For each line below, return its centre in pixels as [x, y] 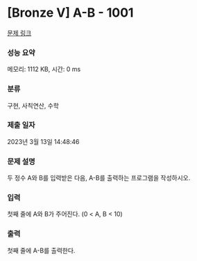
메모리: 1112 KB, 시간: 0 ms [44, 69]
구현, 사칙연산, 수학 [33, 105]
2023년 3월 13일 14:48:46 [43, 141]
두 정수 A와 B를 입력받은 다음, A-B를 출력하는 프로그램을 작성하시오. [99, 178]
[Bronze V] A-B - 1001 [70, 13]
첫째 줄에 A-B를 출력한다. [41, 250]
